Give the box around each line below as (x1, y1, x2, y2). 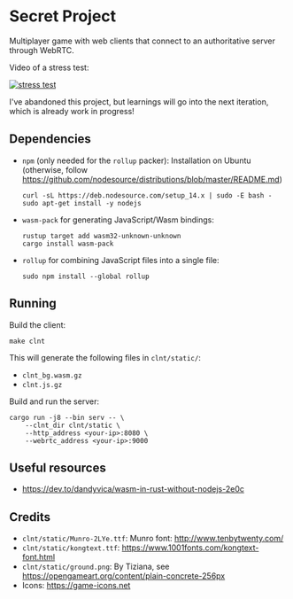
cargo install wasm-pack (21, 239, 114, 248)
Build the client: (9, 319, 66, 330)
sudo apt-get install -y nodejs (21, 198, 142, 207)
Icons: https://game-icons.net (21, 580, 131, 591)
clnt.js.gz (21, 380, 63, 389)
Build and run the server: (9, 396, 100, 407)
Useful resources (9, 460, 106, 475)
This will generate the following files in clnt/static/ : (9, 352, 202, 362)
